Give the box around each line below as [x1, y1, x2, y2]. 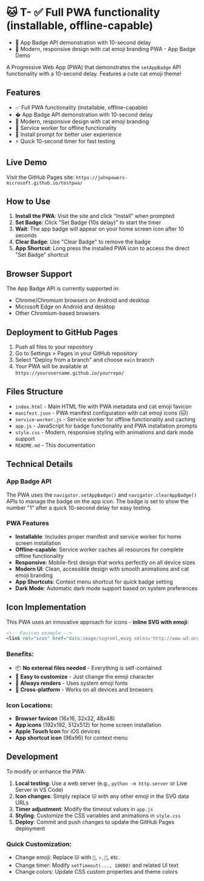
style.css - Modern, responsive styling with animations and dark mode [15, 428, 194, 436]
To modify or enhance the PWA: [6, 767, 86, 775]
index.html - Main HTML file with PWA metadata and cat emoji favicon [15, 403, 192, 410]
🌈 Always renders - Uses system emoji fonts [15, 679, 128, 687]
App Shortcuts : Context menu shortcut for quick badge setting [15, 578, 173, 585]
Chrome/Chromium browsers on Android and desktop [15, 297, 150, 304]
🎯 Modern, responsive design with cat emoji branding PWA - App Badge [15, 45, 196, 52]
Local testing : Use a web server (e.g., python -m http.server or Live [15, 780, 187, 787]
